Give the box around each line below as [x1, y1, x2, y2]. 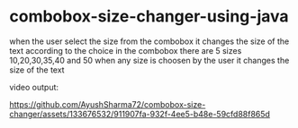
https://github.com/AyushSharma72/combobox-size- [9, 98, 206, 109]
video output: [9, 81, 59, 92]
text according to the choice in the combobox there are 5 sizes [9, 45, 242, 55]
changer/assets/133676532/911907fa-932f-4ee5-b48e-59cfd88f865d [9, 108, 270, 119]
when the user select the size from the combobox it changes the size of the [9, 36, 290, 47]
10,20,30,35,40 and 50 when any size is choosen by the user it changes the [9, 55, 290, 65]
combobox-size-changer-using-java [9, 6, 290, 27]
